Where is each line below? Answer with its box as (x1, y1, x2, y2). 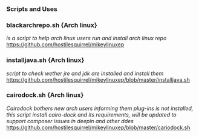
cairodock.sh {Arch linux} (6, 91, 84, 99)
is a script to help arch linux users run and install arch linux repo (6, 35, 167, 42)
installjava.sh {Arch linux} (6, 56, 85, 64)
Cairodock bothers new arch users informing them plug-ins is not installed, (6, 105, 194, 112)
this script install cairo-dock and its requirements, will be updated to (6, 111, 177, 118)
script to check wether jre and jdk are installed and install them (6, 70, 164, 77)
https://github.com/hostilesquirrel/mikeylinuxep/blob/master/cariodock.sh (6, 124, 191, 131)
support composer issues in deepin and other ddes (6, 117, 134, 124)
